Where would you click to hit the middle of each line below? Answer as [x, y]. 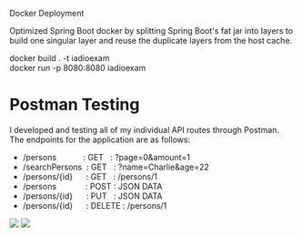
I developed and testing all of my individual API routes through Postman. [145, 129]
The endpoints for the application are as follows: [100, 139]
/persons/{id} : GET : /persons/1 [90, 176]
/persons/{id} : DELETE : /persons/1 [95, 205]
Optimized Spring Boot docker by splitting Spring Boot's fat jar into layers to [151, 31]
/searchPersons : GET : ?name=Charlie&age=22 [116, 167]
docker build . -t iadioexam [60, 58]
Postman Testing [75, 105]
